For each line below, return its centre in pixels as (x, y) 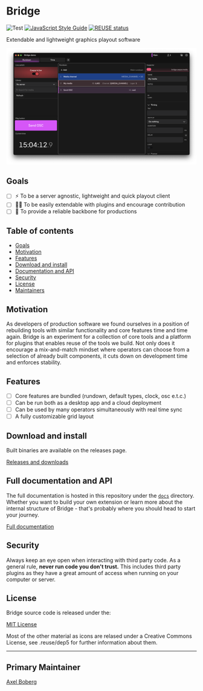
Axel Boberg (22, 682)
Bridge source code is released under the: (59, 613)
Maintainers (30, 291)
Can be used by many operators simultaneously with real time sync (99, 410)
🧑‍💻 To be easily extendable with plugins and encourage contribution (100, 205)
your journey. (23, 515)
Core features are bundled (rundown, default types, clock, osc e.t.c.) (100, 396)
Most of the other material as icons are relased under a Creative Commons (99, 636)
